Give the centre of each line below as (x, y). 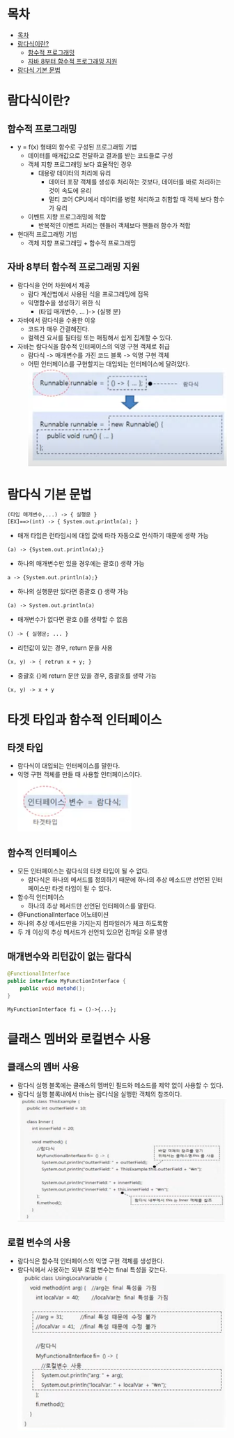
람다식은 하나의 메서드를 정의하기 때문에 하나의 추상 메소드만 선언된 (119, 880)
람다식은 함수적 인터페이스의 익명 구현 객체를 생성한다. (91, 1261)
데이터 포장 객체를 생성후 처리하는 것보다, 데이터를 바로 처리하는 (135, 182)
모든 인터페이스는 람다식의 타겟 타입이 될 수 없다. (83, 871)
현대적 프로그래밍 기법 (47, 234)
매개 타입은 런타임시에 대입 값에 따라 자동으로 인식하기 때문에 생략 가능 (113, 536)
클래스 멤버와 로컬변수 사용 (79, 1039)
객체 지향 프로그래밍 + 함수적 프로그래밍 (82, 242)
